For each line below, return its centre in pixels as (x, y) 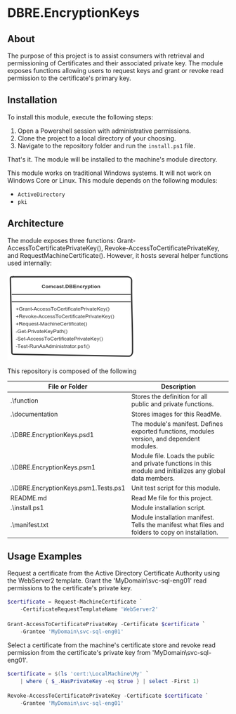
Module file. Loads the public (173, 456)
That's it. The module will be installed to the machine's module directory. (112, 159)
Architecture (36, 224)
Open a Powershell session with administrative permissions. (104, 131)
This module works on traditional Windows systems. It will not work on (109, 173)
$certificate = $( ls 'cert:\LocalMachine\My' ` (78, 674)
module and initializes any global (178, 471)
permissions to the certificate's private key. (70, 588)
